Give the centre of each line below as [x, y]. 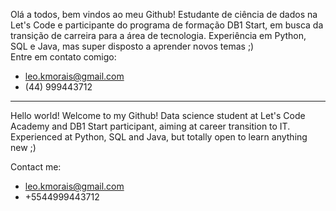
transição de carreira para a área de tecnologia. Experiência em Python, [158, 35]
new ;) [23, 147]
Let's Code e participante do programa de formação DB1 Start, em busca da [167, 25]
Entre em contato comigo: [63, 57]
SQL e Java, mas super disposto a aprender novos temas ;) [132, 46]
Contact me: [36, 167]
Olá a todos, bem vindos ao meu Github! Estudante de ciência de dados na [164, 14]
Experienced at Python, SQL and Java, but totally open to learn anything [159, 137]
